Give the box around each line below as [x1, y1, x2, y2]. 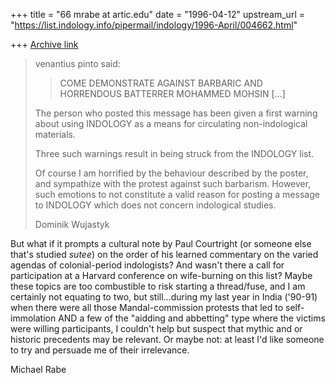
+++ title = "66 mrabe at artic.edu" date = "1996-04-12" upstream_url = [10, 9, 305, 20]
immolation [10, 312, 57, 324]
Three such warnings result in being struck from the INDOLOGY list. [34, 148, 315, 159]
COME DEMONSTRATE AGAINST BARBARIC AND [59, 77, 263, 89]
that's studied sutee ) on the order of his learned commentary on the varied [10, 249, 319, 260]
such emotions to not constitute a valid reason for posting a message [34, 189, 320, 200]
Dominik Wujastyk [34, 219, 110, 230]
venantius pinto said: [34, 58, 121, 69]
